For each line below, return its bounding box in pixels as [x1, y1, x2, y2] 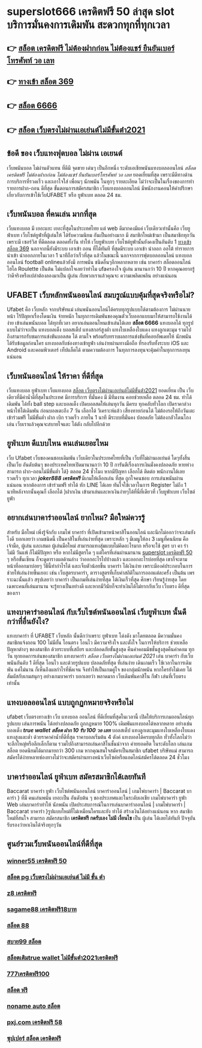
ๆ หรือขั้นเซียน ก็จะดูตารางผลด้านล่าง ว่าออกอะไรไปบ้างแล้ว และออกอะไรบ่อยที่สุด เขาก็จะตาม [7, 555, 188, 562]
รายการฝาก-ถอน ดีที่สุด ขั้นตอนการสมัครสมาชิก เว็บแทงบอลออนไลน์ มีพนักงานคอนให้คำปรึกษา [7, 184, 193, 191]
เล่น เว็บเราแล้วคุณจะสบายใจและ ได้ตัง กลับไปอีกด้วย [7, 421, 110, 427]
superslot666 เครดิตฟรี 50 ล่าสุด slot [7, 5, 174, 19]
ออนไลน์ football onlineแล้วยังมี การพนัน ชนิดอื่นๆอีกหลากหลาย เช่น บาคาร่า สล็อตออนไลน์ [7, 259, 191, 266]
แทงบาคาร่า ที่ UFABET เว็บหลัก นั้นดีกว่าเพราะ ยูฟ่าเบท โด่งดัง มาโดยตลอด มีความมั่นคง [7, 632, 182, 639]
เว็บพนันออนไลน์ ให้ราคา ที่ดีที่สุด [7, 371, 104, 381]
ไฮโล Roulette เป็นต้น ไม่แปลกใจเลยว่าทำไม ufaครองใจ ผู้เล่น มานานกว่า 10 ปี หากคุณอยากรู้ [7, 265, 195, 273]
